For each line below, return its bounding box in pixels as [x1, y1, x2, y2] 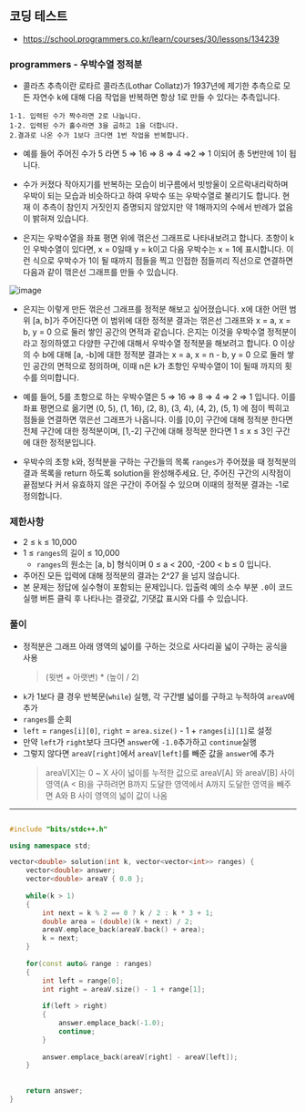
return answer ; [25, 1086, 84, 1096]
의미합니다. [39, 372, 79, 383]
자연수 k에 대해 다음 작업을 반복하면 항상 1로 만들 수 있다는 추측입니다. [32, 92, 280, 103]
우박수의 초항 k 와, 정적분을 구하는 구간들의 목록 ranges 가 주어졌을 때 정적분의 [22, 457, 297, 468]
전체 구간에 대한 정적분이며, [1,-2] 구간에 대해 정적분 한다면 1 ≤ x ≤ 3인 [22, 426, 274, 437]
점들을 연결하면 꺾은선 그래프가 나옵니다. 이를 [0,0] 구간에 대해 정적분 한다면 [22, 414, 293, 426]
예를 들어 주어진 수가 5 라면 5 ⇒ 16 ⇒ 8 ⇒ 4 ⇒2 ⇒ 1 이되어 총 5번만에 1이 [22, 149, 288, 160]
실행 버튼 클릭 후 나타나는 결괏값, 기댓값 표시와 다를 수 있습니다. [22, 593, 249, 604]
